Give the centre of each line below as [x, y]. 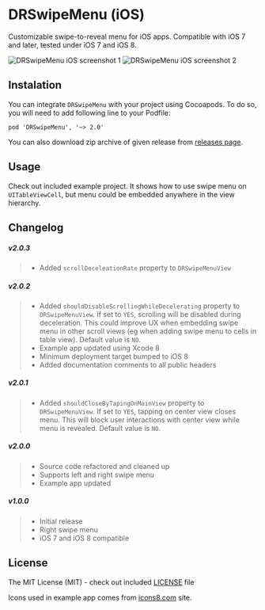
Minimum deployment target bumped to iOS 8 [114, 356]
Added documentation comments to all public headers [128, 364]
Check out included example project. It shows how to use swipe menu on [127, 186]
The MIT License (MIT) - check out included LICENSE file [102, 582]
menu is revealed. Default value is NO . [100, 428]
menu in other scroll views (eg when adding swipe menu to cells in [148, 331]
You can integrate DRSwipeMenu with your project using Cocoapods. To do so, [132, 104]
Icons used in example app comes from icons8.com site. [100, 597]
